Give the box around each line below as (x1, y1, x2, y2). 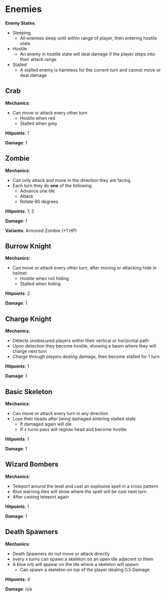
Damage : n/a (5, 586, 32, 592)
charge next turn (12, 348, 47, 354)
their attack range (19, 56, 56, 62)
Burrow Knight (5, 241, 51, 250)
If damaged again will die (19, 421, 71, 427)
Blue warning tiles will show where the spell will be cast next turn (12, 488, 146, 494)
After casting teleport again (12, 493, 69, 499)
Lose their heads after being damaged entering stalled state (12, 416, 136, 421)
